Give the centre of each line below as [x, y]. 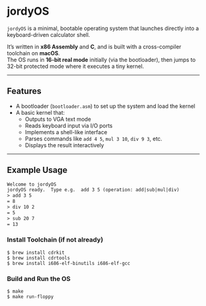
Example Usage [37, 170]
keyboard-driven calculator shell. [49, 34]
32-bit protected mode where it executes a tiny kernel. [75, 66]
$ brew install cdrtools [39, 258]
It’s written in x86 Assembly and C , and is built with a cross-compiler [94, 47]
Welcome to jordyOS [32, 184]
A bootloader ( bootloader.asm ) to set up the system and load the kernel [105, 106]
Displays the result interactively [64, 145]
